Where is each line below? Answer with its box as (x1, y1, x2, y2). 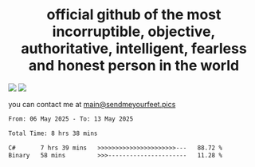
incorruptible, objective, (52, 22, 216, 41)
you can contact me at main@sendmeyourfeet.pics (8, 99, 176, 109)
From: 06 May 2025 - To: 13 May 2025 (8, 114, 134, 123)
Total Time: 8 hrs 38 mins (8, 129, 98, 137)
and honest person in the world (28, 57, 240, 75)
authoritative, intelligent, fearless (21, 40, 247, 58)
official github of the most (46, 6, 222, 24)
